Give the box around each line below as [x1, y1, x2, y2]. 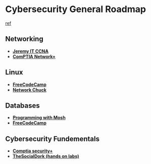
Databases [5, 101, 40, 110]
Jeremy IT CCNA [12, 48, 49, 54]
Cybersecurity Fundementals [5, 134, 100, 143]
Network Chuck [12, 87, 47, 93]
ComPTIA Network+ [12, 53, 56, 59]
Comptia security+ [12, 148, 53, 154]
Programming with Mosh [12, 115, 66, 121]
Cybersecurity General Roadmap [5, 4, 146, 15]
